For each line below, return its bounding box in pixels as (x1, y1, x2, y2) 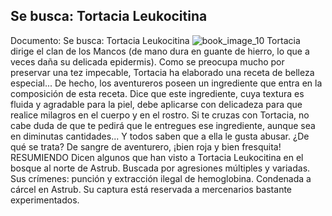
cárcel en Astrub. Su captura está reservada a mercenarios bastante (10, 183, 293, 195)
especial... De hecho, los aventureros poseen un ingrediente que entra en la (10, 77, 323, 89)
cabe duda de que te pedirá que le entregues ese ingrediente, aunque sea (10, 119, 316, 131)
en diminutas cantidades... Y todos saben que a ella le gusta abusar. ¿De (10, 130, 310, 142)
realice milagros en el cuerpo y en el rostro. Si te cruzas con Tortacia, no (10, 109, 310, 121)
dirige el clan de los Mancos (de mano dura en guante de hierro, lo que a (10, 45, 310, 57)
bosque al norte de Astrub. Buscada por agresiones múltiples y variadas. (10, 162, 311, 174)
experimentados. (10, 194, 80, 206)
